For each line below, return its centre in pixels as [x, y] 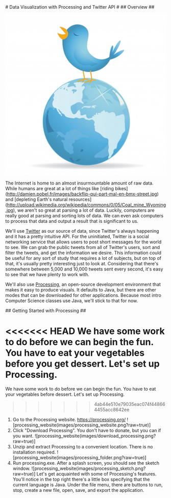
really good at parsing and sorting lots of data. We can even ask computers [84, 216]
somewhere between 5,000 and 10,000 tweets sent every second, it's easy [84, 269]
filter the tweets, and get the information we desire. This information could [83, 253]
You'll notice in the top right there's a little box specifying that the [81, 479]
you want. [23, 436]
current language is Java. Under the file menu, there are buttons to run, [88, 485]
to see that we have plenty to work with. [47, 275]
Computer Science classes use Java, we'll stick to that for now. [72, 301]
